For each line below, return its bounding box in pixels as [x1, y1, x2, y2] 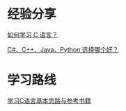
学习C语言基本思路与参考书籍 [7, 96, 92, 105]
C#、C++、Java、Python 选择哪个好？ [7, 45, 119, 53]
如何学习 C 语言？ [7, 31, 58, 39]
